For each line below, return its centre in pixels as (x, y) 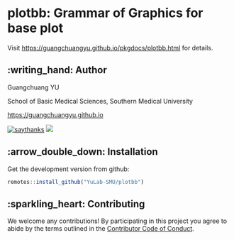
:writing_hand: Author (57, 70)
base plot (35, 28)
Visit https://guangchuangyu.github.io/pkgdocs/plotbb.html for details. (110, 48)
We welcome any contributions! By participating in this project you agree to (117, 221)
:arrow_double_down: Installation (83, 152)
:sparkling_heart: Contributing (76, 204)
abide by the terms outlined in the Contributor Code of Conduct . (101, 229)
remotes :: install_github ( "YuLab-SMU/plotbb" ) (76, 182)
